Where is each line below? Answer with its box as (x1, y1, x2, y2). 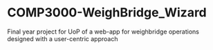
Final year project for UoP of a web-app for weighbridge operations (7, 27, 199, 36)
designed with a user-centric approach (7, 34, 118, 42)
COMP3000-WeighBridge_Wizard (7, 5, 207, 21)
